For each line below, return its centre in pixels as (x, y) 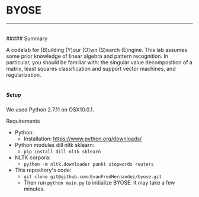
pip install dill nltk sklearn (62, 152)
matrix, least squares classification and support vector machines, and (91, 68)
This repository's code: (43, 170)
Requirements (23, 121)
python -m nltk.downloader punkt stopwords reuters (89, 164)
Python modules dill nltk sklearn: (54, 145)
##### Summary (27, 38)
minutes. (34, 189)
